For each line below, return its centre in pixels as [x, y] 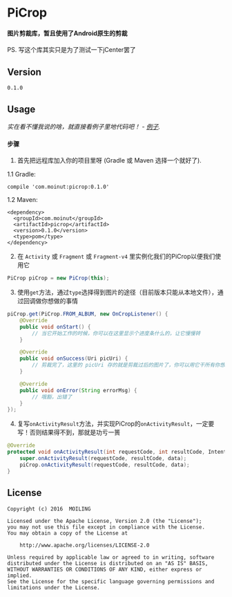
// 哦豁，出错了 [52, 397]
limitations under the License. [54, 587]
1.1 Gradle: [21, 174]
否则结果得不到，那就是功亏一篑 [75, 432]
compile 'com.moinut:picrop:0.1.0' [58, 187]
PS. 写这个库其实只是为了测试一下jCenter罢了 [71, 50]
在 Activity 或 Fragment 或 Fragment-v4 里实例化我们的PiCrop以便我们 [116, 257]
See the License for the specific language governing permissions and [111, 581]
